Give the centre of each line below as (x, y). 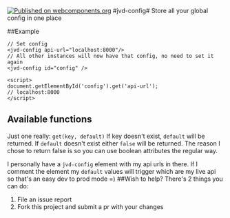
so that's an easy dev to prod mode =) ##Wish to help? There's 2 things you (115, 179)
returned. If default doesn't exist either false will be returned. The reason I (114, 143)
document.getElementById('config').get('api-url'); (83, 86)
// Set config (28, 44)
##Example (23, 31)
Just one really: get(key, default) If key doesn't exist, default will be (106, 136)
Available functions (50, 120)
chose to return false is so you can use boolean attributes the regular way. (113, 150)
